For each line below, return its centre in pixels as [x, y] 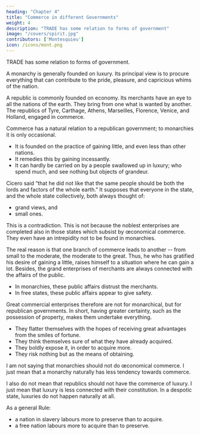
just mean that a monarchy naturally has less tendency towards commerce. [99, 372]
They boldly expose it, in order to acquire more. [73, 347]
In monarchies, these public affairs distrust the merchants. [86, 286]
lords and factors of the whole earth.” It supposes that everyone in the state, [100, 189]
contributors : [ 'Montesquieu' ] [45, 39]
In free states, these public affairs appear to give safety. [84, 292]
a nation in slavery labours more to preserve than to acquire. [89, 419]
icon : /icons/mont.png [34, 45]
